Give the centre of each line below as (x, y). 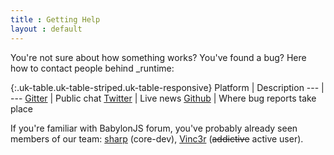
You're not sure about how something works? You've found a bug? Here (158, 57)
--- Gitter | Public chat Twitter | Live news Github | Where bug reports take (163, 98)
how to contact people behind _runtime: (92, 68)
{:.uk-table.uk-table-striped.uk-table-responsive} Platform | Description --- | (167, 87)
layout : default (46, 29)
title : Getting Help (55, 19)
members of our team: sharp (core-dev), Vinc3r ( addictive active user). (157, 138)
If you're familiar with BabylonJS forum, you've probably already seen (154, 128)
